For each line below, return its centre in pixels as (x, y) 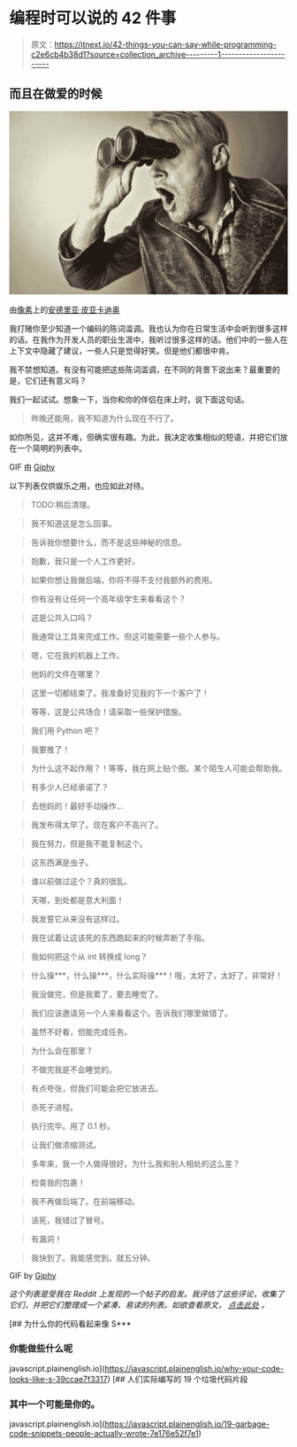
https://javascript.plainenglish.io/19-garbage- (187, 1424)
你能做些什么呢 (41, 1349)
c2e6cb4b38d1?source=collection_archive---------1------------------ (158, 54)
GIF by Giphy (33, 1275)
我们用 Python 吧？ (65, 730)
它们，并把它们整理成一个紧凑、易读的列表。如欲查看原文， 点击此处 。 (139, 1304)
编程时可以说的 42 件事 (93, 18)
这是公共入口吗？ (62, 618)
